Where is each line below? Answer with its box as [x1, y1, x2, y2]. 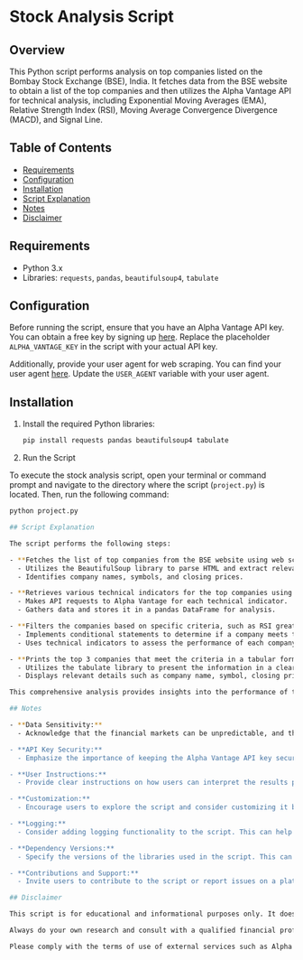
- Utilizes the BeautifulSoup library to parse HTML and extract [17, 564, 269, 573]
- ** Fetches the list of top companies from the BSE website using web [9, 555, 284, 564]
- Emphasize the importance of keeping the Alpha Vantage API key [17, 753, 272, 762]
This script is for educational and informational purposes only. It [9, 909, 277, 918]
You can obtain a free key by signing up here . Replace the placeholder [9, 331, 271, 342]
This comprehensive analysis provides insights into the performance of [9, 688, 289, 697]
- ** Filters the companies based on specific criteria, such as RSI [9, 621, 272, 630]
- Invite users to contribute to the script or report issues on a [17, 877, 277, 886]
